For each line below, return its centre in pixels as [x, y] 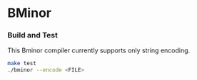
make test [22, 64]
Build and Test [33, 35]
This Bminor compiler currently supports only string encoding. [99, 50]
